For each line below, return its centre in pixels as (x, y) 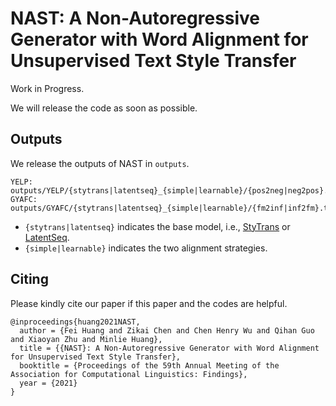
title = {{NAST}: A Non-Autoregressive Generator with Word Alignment (169, 348)
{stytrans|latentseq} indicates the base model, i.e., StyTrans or (157, 226)
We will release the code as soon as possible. (104, 108)
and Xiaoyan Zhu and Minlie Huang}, (86, 339)
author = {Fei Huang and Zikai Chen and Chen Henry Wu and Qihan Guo (167, 330)
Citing (29, 279)
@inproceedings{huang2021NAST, (75, 322)
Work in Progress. (47, 88)
